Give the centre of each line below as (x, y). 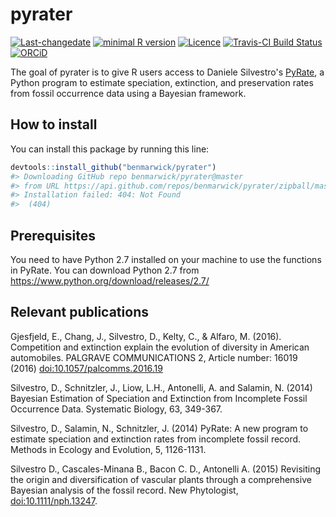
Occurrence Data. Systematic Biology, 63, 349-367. (116, 409)
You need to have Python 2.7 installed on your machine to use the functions (166, 259)
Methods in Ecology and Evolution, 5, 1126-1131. (108, 449)
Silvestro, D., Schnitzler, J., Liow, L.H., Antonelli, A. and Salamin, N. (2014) (161, 387)
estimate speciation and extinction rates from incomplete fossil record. (156, 439)
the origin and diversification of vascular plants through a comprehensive (161, 479)
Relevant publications (79, 312)
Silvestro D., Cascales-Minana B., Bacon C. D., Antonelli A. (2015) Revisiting (166, 469)
